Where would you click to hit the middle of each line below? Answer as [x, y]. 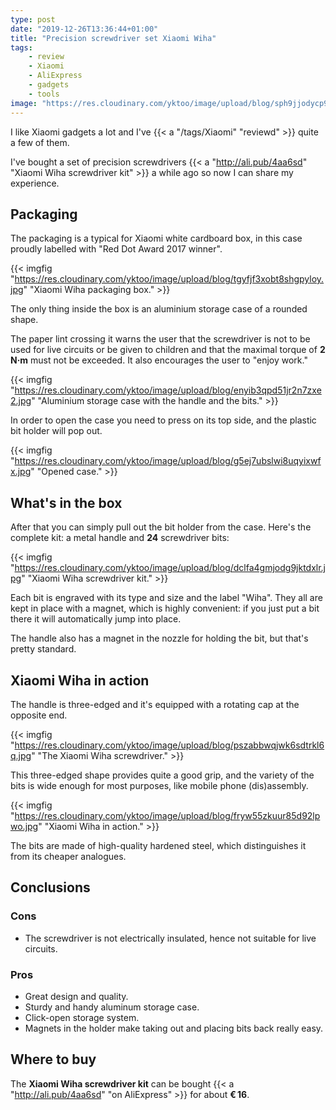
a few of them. [40, 142]
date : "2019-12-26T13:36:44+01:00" [84, 29]
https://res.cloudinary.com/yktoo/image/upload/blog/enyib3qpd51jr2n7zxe [168, 390]
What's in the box [66, 502]
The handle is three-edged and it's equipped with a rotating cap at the [155, 704]
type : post [33, 19]
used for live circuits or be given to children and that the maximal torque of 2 [168, 350]
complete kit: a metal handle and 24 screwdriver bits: [120, 538]
